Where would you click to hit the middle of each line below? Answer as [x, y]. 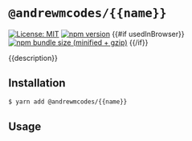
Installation [37, 83]
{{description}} [33, 58]
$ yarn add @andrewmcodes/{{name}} [68, 102]
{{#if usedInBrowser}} [148, 34]
